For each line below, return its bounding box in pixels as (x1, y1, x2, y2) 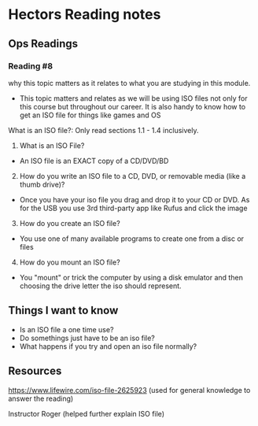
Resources (8, 365, 62, 378)
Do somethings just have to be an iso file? (19, 333, 155, 343)
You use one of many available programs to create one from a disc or (19, 234, 245, 243)
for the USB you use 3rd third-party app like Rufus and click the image (19, 203, 248, 213)
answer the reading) (8, 394, 74, 403)
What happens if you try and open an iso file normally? (19, 341, 197, 351)
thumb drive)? (19, 180, 65, 189)
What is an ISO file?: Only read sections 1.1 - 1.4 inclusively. (8, 125, 199, 135)
